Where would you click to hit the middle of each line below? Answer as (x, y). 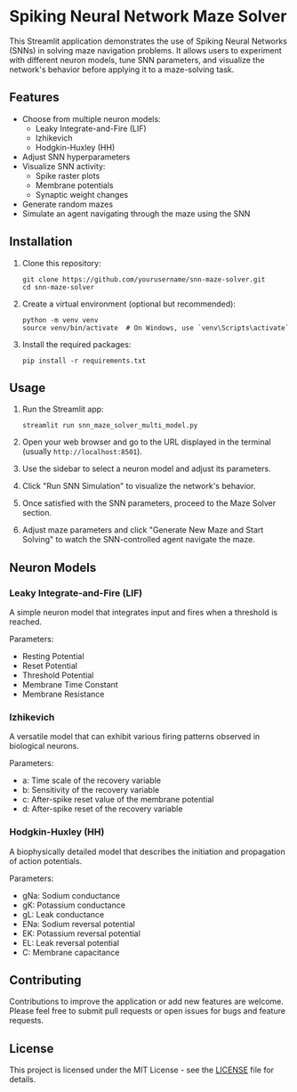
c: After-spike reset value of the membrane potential (118, 800)
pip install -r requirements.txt (84, 361)
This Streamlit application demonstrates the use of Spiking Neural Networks (148, 41)
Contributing (45, 980)
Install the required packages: (76, 344)
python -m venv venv (60, 320)
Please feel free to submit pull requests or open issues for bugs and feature (148, 1011)
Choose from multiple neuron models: (92, 118)
